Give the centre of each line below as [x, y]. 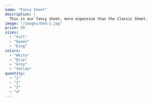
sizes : [12, 32]
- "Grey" [18, 64]
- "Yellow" [21, 69]
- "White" [19, 55]
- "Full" [18, 37]
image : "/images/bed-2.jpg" [34, 23]
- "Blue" [18, 60]
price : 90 [15, 28]
